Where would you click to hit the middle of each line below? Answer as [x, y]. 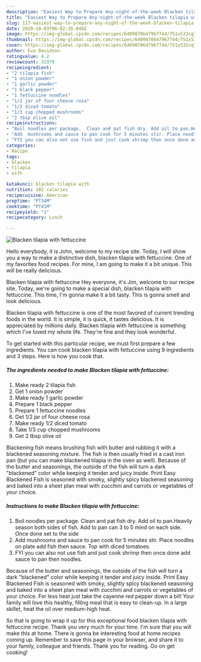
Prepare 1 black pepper [44, 404]
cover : [14, 46]
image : [14, 34]
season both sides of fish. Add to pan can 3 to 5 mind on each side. [98, 527]
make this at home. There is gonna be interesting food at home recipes [93, 633]
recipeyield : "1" [28, 212]
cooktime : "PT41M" [29, 206]
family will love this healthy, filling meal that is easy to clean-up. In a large [97, 603]
